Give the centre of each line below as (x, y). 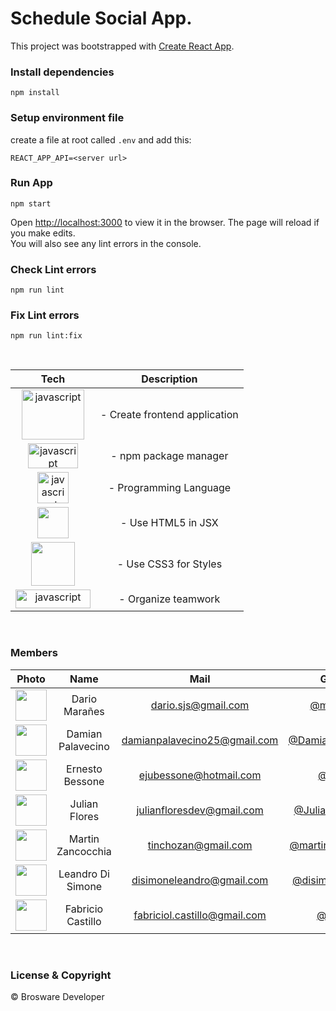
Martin (84, 839)
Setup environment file (67, 118)
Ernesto (84, 769)
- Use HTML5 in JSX (169, 523)
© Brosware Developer (57, 997)
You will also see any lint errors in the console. (106, 243)
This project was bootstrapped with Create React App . (122, 46)
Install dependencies (62, 72)
